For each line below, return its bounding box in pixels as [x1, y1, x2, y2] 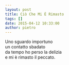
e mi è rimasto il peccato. [5, 54, 56, 60]
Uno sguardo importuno [5, 39, 53, 44]
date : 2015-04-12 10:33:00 [5, 21, 60, 26]
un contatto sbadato [5, 44, 46, 50]
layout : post [5, 7, 32, 12]
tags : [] [5, 16, 23, 21]
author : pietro [5, 25, 36, 30]
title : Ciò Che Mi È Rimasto [5, 12, 64, 17]
